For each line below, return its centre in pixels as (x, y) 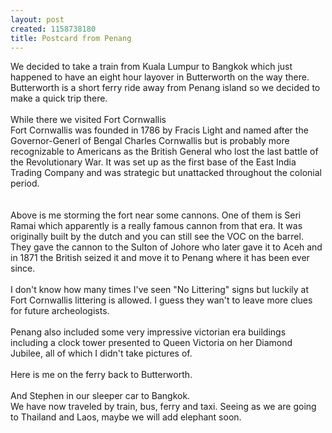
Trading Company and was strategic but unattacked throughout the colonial (166, 173)
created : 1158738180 (53, 29)
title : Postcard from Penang (71, 38)
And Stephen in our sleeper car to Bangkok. (100, 396)
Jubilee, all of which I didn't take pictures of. (101, 353)
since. (23, 268)
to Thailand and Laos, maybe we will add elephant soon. (126, 417)
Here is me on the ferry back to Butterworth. (101, 375)
